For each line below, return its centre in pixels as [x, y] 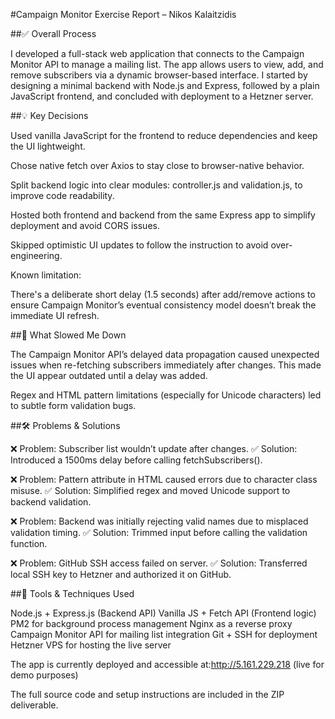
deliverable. [34, 705]
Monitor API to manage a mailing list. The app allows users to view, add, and [167, 64]
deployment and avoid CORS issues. [85, 225]
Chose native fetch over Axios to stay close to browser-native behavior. [157, 165]
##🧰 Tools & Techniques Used [72, 593]
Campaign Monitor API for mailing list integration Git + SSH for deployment [164, 634]
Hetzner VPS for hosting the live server [91, 645]
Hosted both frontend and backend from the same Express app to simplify [163, 215]
